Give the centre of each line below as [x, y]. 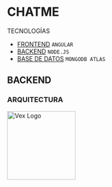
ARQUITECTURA [35, 100]
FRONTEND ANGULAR [45, 44]
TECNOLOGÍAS [29, 31]
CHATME [33, 12]
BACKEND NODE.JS [43, 51]
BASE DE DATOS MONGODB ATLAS [61, 58]
